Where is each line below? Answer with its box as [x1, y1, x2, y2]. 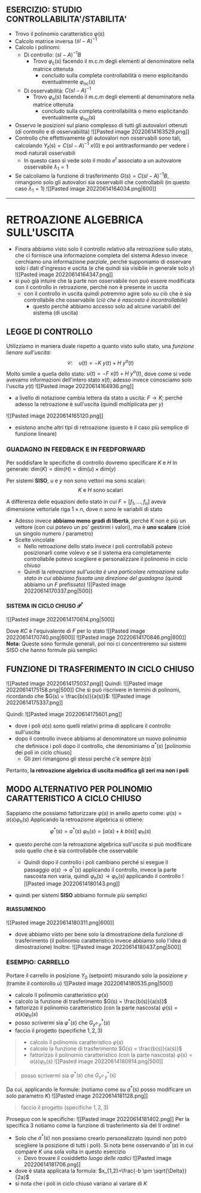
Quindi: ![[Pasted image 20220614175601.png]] [6, 711, 123, 718]
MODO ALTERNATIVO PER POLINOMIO [6, 784, 153, 794]
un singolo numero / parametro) [14, 530, 94, 537]
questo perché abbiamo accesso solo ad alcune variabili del [32, 303, 181, 310]
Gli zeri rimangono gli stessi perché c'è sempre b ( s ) [23, 755, 151, 762]
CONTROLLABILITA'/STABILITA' [6, 14, 127, 25]
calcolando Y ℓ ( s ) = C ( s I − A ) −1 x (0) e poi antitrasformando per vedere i [14, 140, 190, 151]
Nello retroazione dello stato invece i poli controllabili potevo [23, 543, 173, 550]
